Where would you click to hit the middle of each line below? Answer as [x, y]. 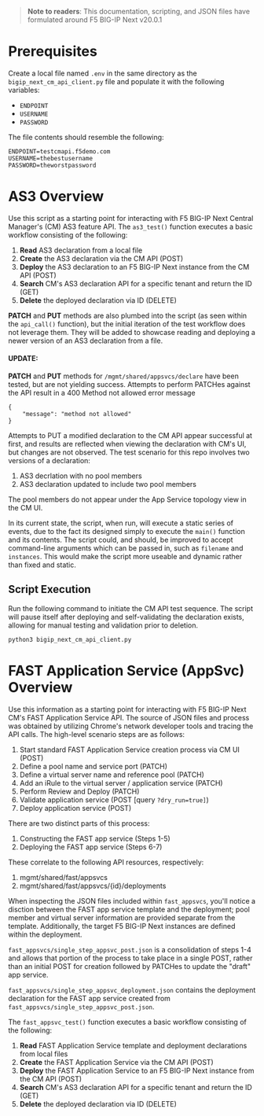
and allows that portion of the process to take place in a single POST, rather [130, 958]
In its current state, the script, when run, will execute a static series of [121, 523]
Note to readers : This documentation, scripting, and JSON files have [138, 11]
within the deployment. [45, 934]
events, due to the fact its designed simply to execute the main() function [126, 532]
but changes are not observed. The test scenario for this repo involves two [129, 452]
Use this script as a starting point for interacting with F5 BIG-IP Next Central [131, 218]
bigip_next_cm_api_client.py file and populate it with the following [116, 81]
